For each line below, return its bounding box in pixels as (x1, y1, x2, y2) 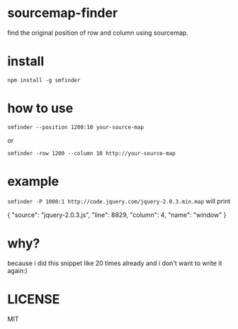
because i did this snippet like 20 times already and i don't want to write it (7, 259, 222, 267)
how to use (7, 101, 74, 116)
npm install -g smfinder (7, 77, 81, 84)
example (7, 174, 59, 189)
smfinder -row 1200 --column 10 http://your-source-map (7, 150, 176, 157)
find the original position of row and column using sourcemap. (7, 28, 189, 37)
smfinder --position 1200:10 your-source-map (7, 123, 144, 130)
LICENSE (7, 291, 60, 307)
